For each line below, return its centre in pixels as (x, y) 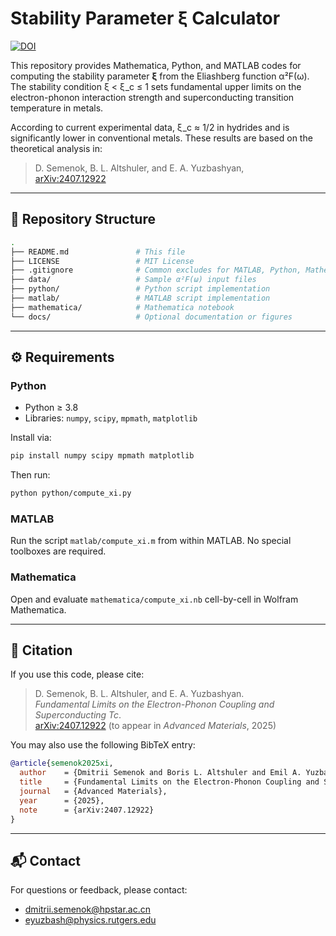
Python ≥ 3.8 (51, 408)
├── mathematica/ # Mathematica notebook (122, 307)
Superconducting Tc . (78, 715)
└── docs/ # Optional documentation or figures (151, 317)
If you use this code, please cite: (77, 674)
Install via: (31, 438)
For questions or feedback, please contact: (99, 890)
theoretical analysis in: (56, 148)
